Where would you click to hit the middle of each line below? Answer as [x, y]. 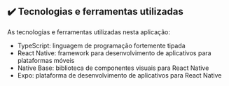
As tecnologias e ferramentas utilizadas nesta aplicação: [89, 32]
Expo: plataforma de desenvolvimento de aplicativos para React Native [119, 75]
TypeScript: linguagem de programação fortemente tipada [101, 45]
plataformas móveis [46, 60]
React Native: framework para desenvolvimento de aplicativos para [114, 53]
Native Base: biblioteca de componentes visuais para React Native [113, 68]
